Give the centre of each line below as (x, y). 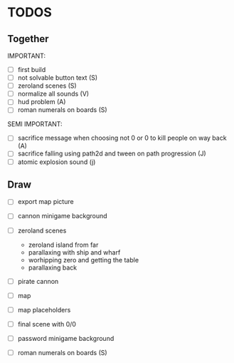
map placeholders (44, 310)
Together (28, 39)
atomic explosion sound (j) (57, 162)
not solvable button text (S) (58, 78)
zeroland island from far (63, 245)
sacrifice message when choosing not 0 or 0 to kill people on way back (122, 138)
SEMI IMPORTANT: (35, 124)
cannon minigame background (63, 216)
